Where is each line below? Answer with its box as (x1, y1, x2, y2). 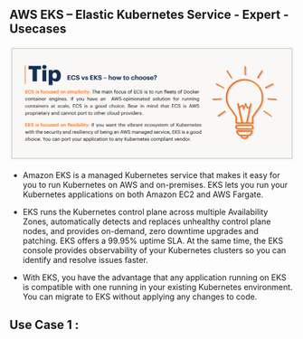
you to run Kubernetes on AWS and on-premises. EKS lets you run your (22, 180, 289, 191)
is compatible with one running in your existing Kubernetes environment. (22, 282, 293, 293)
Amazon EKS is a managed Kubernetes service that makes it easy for (22, 170, 280, 181)
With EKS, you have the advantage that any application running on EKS (22, 272, 287, 283)
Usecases (9, 22, 67, 37)
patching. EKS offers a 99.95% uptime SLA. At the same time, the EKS (22, 235, 284, 247)
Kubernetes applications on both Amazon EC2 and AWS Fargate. (22, 189, 264, 200)
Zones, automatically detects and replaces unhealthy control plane (22, 216, 271, 227)
